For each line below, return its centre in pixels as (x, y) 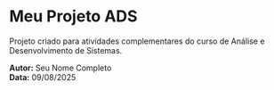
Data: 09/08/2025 (43, 77)
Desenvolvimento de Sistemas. (66, 50)
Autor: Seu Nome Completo (60, 68)
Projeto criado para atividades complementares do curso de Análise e (137, 41)
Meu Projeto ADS (73, 16)
